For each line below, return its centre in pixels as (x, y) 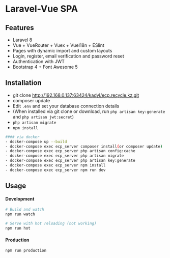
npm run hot (18, 228)
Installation (23, 83)
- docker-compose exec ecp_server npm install (55, 165)
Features (20, 28)
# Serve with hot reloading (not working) (51, 224)
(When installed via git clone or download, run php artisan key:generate (89, 111)
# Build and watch (25, 210)
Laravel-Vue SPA (41, 9)
